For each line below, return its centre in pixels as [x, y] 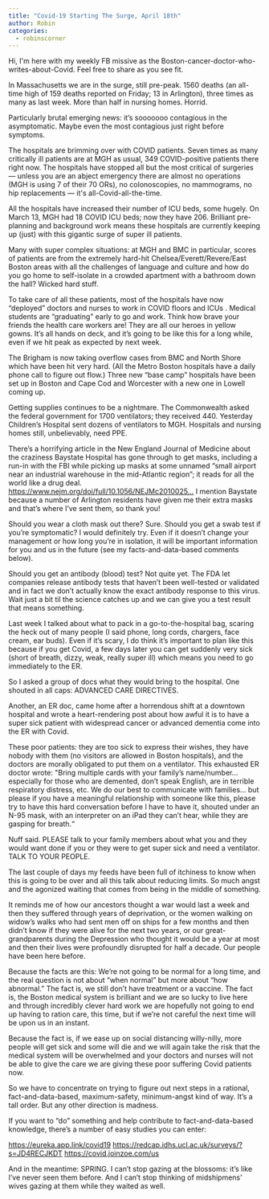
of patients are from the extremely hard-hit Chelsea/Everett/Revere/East [127, 259]
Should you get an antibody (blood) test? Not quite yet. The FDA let [119, 574]
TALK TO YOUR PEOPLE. [49, 857]
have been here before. [47, 956]
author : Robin [32, 23]
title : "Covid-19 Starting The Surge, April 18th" [95, 16]
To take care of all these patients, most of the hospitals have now [116, 300]
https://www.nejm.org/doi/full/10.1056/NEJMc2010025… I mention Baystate [133, 492]
